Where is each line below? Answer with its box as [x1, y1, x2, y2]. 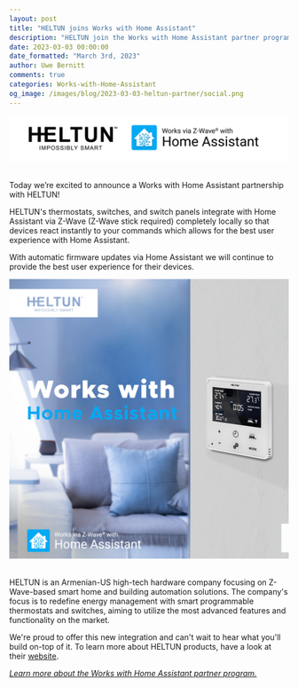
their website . [9, 651, 59, 661]
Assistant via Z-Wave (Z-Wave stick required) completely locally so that [9, 216, 270, 226]
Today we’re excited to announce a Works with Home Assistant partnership [9, 180, 284, 191]
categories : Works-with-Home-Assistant [9, 80, 157, 89]
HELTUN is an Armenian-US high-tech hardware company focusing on [9, 577, 268, 588]
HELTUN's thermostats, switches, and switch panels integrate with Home [9, 207, 277, 217]
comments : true [9, 71, 66, 80]
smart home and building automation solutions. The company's [57, 587, 288, 597]
